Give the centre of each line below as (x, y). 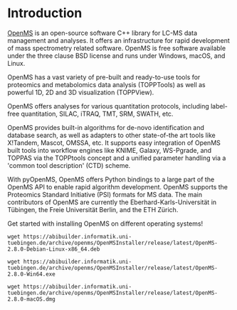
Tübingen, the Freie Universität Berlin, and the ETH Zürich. (93, 209)
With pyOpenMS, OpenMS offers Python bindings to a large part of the (111, 179)
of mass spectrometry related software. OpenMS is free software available (117, 48)
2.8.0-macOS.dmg (31, 299)
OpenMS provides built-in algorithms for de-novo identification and (106, 127)
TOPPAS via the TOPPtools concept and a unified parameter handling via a (117, 158)
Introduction (45, 13)
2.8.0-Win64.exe (31, 274)
